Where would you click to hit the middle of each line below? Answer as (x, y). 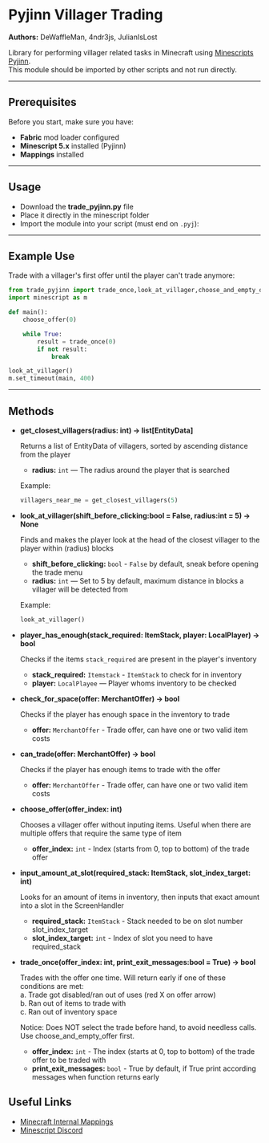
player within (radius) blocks (67, 548)
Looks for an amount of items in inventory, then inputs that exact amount (140, 897)
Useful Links (40, 1102)
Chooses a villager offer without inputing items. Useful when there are (135, 824)
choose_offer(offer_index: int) (71, 809)
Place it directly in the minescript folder (84, 215)
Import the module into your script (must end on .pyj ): (109, 223)
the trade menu (57, 572)
